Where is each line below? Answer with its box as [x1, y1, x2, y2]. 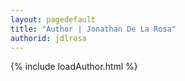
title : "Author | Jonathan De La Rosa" [10, 24, 177, 34]
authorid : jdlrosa [10, 33, 87, 43]
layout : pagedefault [10, 14, 97, 25]
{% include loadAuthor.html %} [10, 61, 138, 73]
